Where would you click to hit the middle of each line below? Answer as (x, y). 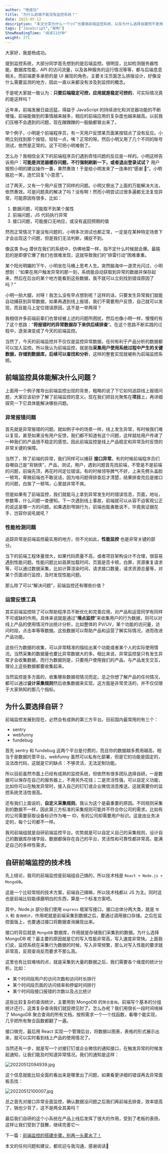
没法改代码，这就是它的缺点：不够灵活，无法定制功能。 (62, 763)
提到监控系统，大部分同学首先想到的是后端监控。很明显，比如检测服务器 (79, 63)
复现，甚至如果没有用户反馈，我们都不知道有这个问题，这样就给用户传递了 (86, 435)
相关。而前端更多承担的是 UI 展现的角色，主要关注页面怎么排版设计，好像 (81, 76)
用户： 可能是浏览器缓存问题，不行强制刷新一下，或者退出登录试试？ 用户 (84, 162)
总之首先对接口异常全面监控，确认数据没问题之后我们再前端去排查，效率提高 (84, 1102)
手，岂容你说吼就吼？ (27, 513)
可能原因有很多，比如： (38, 198)
